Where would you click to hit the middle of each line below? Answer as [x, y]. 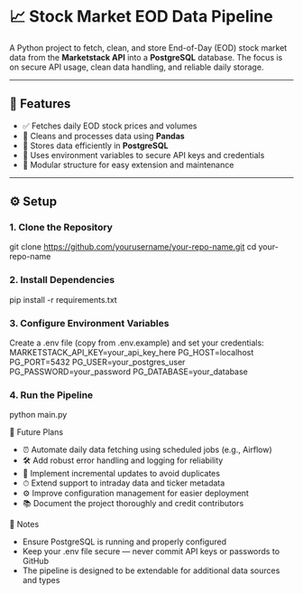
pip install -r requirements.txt [63, 299]
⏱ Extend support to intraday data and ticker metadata [124, 483]
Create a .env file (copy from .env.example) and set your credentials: [137, 343]
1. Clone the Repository [61, 228]
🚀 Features [40, 104]
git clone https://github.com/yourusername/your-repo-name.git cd [133, 247]
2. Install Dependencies [62, 280]
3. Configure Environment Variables [89, 323]
